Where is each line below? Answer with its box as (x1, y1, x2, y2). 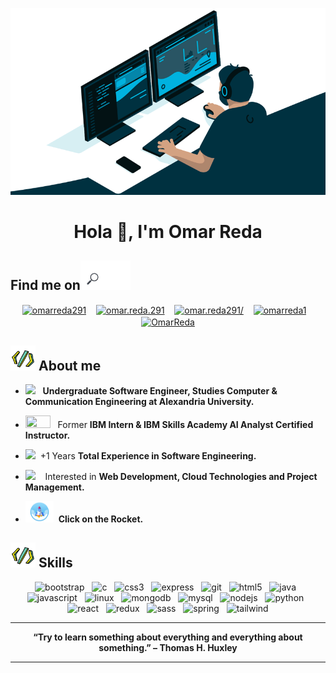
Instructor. (24, 429, 71, 442)
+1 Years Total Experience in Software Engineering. (39, 450, 257, 462)
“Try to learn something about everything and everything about (33, 631, 303, 643)
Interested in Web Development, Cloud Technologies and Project (44, 471, 318, 483)
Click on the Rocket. (58, 513, 144, 525)
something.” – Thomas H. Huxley (98, 641, 238, 653)
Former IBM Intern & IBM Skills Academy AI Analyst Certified (57, 419, 314, 431)
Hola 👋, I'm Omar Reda (73, 220, 263, 243)
